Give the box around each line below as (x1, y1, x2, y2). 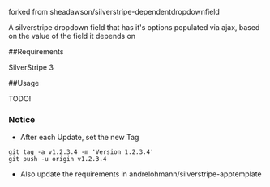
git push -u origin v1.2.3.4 (8, 155, 107, 164)
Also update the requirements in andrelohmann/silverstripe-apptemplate (19, 169, 262, 179)
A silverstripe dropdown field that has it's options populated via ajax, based (8, 23, 260, 32)
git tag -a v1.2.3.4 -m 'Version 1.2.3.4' (8, 148, 154, 156)
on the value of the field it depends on (8, 32, 136, 40)
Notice (8, 113, 36, 125)
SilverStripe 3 (8, 62, 54, 72)
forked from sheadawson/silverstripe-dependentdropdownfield (8, 7, 221, 16)
